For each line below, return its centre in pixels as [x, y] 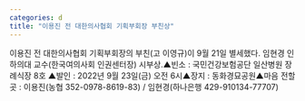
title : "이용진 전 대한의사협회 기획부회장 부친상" [92, 26]
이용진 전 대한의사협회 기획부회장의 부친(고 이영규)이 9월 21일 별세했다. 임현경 [147, 53]
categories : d [36, 18]
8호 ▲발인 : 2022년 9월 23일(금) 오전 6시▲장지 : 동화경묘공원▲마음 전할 [164, 75]
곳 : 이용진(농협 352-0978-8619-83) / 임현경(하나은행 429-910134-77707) [144, 87]
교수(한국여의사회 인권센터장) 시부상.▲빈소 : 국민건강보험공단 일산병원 [158, 64]
